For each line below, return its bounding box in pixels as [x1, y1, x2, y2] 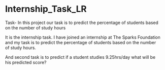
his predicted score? [5, 59, 47, 65]
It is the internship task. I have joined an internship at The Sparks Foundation [5, 34, 161, 40]
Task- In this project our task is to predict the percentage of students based [5, 20, 159, 25]
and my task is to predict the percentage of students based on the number [5, 39, 156, 45]
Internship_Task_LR [5, 3, 87, 15]
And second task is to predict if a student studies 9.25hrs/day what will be [5, 54, 156, 60]
